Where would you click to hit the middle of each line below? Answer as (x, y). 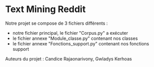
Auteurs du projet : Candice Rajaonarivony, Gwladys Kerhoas (69, 58)
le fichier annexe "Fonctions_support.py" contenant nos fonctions (81, 43)
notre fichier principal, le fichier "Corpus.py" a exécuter (70, 33)
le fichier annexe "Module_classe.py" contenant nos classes (75, 38)
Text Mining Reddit (45, 9)
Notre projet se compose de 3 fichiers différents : (57, 23)
